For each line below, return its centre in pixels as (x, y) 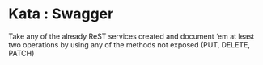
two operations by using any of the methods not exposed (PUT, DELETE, (129, 44)
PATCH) (21, 53)
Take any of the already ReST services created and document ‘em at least (131, 36)
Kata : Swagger (61, 14)
